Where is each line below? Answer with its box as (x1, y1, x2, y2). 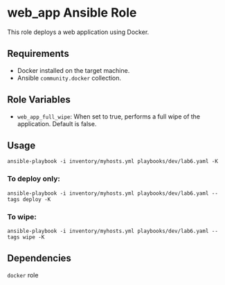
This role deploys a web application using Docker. (7, 28, 150, 36)
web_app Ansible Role (7, 5, 137, 21)
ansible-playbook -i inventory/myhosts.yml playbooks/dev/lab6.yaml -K (7, 158, 218, 165)
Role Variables (7, 94, 71, 105)
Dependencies (7, 252, 71, 264)
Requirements (7, 48, 69, 60)
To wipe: (7, 211, 37, 221)
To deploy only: (7, 174, 60, 184)
